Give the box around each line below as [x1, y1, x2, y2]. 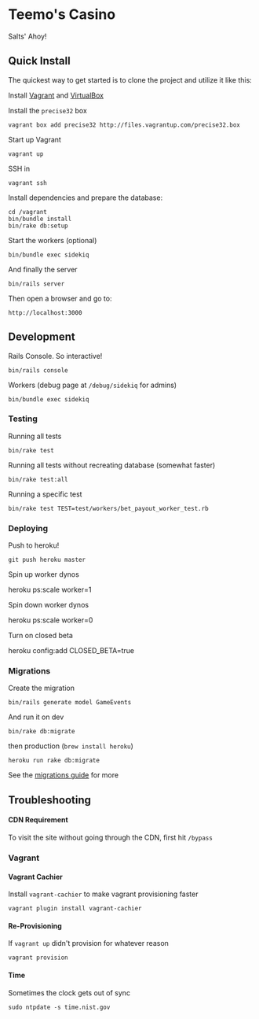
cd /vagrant [8, 208, 47, 216]
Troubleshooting [8, 793, 92, 807]
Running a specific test [8, 489, 82, 499]
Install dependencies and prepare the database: [8, 193, 163, 202]
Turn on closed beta [8, 631, 73, 641]
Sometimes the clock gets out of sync [8, 988, 131, 997]
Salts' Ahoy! [8, 31, 47, 41]
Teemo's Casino [8, 6, 116, 24]
